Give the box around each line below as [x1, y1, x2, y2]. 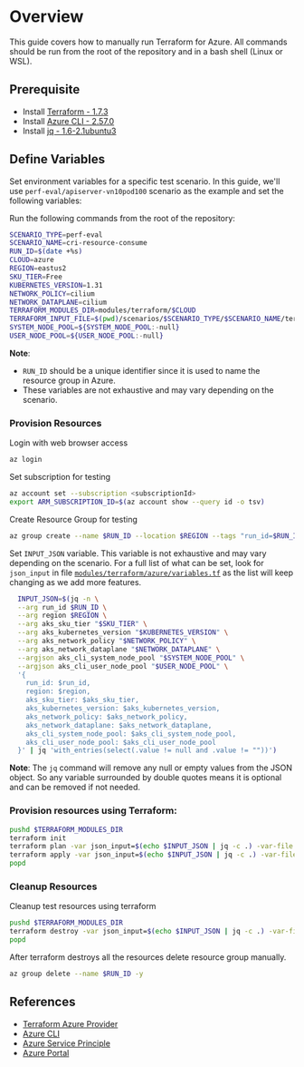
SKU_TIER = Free [9, 272, 63, 281]
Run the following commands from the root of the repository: [9, 212, 235, 223]
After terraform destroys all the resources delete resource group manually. [9, 951, 287, 963]
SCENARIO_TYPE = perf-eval [9, 230, 103, 240]
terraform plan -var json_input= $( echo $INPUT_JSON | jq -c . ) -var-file [9, 842, 294, 851]
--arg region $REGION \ [17, 611, 107, 621]
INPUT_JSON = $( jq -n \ [17, 594, 100, 603]
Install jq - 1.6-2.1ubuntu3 [22, 125, 117, 136]
